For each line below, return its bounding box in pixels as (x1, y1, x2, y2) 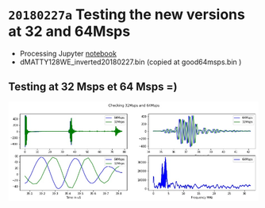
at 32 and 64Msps (8, 22, 131, 40)
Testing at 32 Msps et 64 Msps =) (8, 80, 178, 94)
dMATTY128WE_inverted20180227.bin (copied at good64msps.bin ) (19, 57, 242, 67)
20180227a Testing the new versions (8, 6, 246, 24)
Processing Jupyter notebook (19, 48, 117, 58)
